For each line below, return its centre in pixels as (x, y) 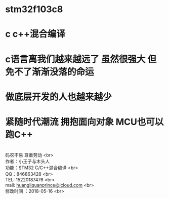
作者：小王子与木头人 (27, 161)
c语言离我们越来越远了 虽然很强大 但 (81, 59)
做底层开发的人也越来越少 (59, 97)
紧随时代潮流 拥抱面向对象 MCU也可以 (85, 122)
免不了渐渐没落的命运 (50, 72)
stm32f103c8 (34, 9)
